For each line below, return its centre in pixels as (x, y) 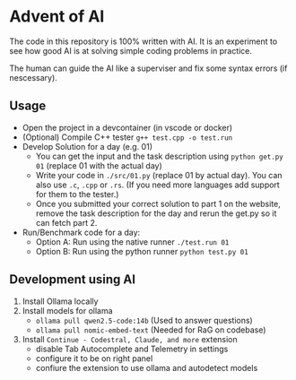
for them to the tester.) (77, 194)
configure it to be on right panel (94, 358)
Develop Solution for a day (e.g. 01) (87, 146)
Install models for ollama (68, 310)
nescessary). (34, 77)
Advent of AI (57, 17)
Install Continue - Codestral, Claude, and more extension (130, 339)
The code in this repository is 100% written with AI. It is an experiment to (144, 41)
